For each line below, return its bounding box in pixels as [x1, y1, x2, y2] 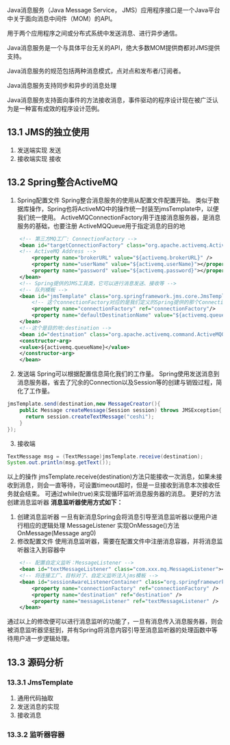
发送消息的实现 [16, 702, 60, 711]
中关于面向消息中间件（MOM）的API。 [7, 14, 116, 23]
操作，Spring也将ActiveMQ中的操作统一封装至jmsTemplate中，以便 [29, 204, 219, 212]
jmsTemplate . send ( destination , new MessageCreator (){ [7, 400, 161, 408]
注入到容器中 [29, 546, 66, 554]
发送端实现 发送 [16, 146, 62, 154]
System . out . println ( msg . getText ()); [7, 459, 112, 466]
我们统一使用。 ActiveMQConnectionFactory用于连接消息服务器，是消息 [16, 213, 221, 221]
